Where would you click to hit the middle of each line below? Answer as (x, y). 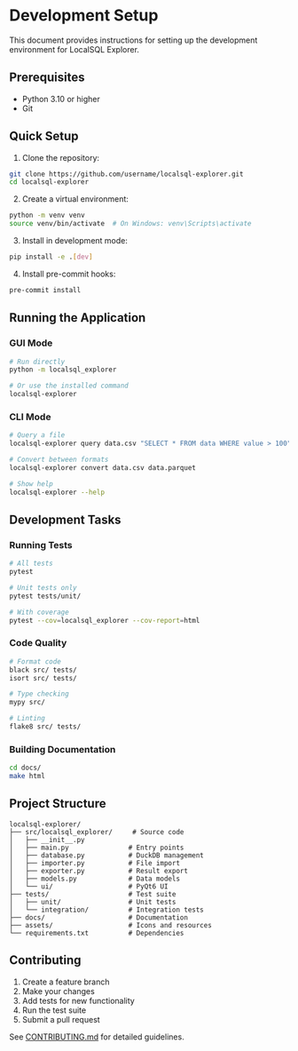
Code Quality (38, 643)
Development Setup (84, 16)
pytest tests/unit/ (45, 596)
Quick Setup (44, 136)
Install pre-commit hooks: (69, 274)
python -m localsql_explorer (63, 370)
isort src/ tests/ (43, 678)
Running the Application (78, 318)
